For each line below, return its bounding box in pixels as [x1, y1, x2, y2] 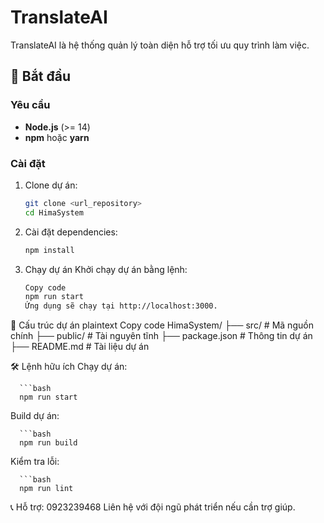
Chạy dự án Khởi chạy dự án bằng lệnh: [24, 263, 188, 275]
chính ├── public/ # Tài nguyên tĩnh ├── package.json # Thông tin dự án [10, 330, 313, 342]
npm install [24, 245, 75, 255]
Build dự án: [10, 410, 60, 422]
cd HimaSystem [24, 207, 84, 218]
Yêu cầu [10, 98, 51, 112]
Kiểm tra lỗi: [10, 456, 60, 468]
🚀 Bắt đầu [10, 68, 72, 85]
